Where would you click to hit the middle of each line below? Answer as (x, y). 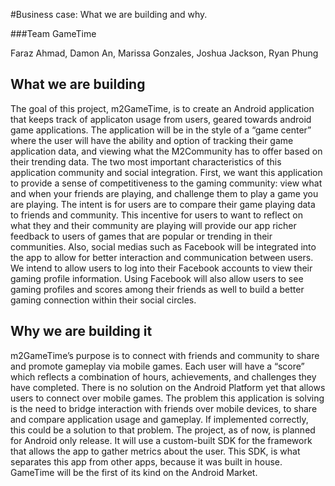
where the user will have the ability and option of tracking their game (152, 140)
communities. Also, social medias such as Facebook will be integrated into (163, 246)
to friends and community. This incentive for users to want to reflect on (157, 215)
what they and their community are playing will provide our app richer (153, 225)
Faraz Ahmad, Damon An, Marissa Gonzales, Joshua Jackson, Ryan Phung (164, 53)
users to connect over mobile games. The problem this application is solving (167, 398)
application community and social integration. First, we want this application (166, 172)
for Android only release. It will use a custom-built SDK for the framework (161, 440)
